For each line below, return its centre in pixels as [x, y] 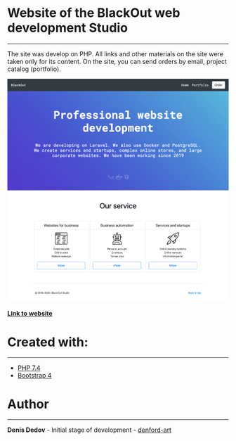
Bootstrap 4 [34, 376]
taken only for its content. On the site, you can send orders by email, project [117, 61]
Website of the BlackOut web [94, 13]
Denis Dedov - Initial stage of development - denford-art [90, 430]
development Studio [68, 28]
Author [28, 404]
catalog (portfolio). [34, 69]
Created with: [48, 342]
